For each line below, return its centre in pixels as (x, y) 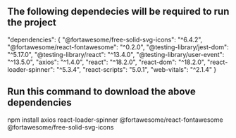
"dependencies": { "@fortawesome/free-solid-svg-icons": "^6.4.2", (105, 39)
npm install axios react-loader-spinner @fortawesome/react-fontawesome (115, 120)
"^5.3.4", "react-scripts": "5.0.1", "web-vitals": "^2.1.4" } (136, 69)
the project (32, 23)
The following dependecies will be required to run (118, 12)
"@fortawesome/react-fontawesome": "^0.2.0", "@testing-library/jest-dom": (118, 47)
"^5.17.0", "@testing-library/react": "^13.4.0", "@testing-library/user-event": (116, 54)
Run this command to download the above (101, 92)
